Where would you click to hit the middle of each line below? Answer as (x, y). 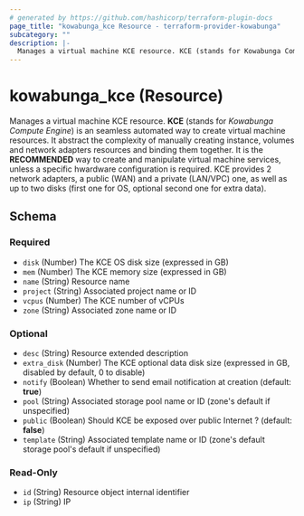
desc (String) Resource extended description (105, 353)
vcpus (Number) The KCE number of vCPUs (103, 300)
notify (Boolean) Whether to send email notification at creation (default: (157, 382)
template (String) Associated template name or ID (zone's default (143, 440)
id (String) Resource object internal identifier (106, 493)
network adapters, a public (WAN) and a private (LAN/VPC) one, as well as (148, 179)
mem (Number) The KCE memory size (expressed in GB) (125, 271)
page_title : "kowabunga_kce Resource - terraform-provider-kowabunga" (145, 26)
